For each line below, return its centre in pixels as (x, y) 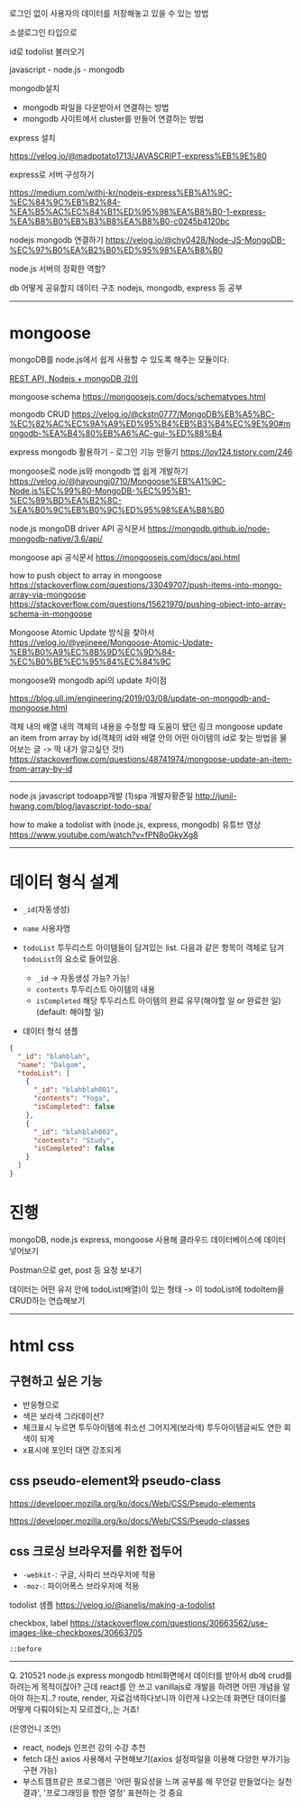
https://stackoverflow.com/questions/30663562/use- (169, 1623)
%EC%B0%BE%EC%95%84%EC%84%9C (90, 661)
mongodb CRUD (40, 414)
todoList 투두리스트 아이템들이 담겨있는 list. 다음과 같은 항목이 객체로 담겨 (153, 947)
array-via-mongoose (48, 595)
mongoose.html (38, 707)
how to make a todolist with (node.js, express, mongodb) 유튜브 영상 (135, 825)
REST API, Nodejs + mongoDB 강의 (74, 378)
